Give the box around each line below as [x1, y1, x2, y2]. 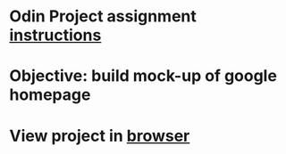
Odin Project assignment [9, 6, 197, 27]
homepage [9, 85, 91, 105]
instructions [9, 25, 102, 45]
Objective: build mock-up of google [9, 66, 277, 86]
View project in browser [9, 126, 190, 146]
